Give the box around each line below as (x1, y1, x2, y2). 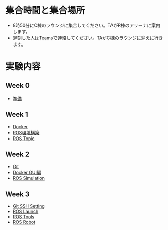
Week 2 (5, 150, 30, 159)
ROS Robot (12, 219, 36, 225)
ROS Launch (12, 208, 39, 215)
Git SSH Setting (12, 203, 45, 209)
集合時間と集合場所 (5, 5, 85, 16)
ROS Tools (12, 214, 34, 220)
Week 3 (5, 190, 30, 198)
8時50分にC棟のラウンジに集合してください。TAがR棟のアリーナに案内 (12, 22, 160, 28)
